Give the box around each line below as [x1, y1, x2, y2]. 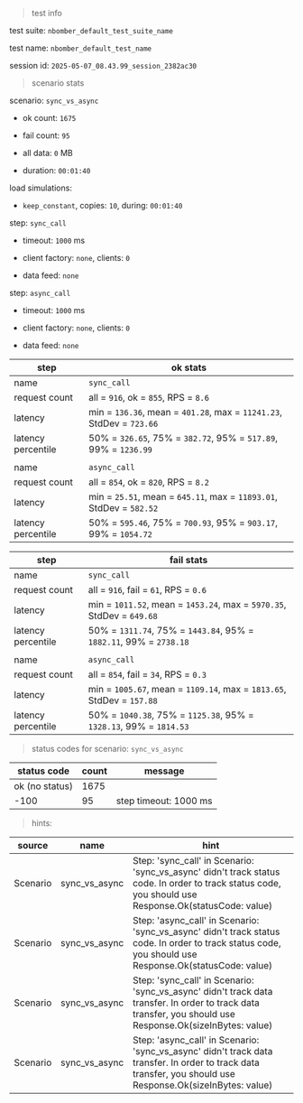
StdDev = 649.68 [87, 609, 158, 622]
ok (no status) [14, 780, 74, 792]
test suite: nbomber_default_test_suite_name [9, 25, 174, 35]
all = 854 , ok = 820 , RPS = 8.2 [88, 476, 210, 488]
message [143, 765, 185, 777]
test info [31, 8, 63, 18]
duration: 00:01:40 [22, 165, 91, 175]
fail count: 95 [22, 130, 70, 141]
